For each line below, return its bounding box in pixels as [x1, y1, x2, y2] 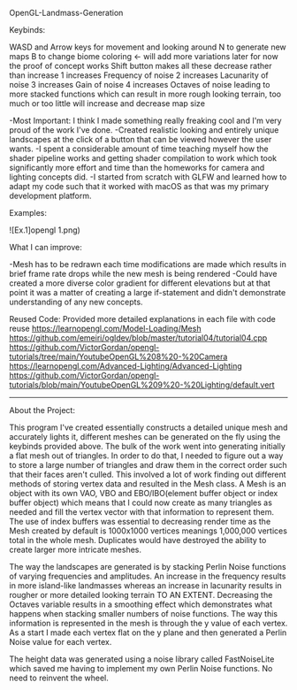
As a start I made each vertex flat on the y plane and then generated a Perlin [9, 627, 287, 638]
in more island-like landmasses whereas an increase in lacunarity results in [9, 580, 282, 591]
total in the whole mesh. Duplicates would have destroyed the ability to [9, 535, 267, 545]
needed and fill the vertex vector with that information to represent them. [9, 507, 274, 517]
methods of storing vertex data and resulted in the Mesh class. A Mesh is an [9, 479, 286, 489]
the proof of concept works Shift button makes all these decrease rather [9, 61, 272, 71]
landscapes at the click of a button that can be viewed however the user [9, 134, 272, 144]
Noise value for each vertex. [9, 637, 112, 647]
